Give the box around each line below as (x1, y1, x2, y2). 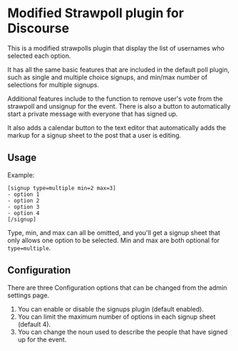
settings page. (7, 291, 50, 300)
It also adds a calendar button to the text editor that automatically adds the (7, 123, 227, 132)
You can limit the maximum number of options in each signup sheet (17, 312, 216, 321)
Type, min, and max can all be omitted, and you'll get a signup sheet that (7, 228, 221, 237)
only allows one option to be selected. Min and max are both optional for (7, 236, 220, 244)
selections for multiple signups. (7, 80, 100, 89)
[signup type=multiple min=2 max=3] (7, 184, 116, 192)
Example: (7, 170, 35, 179)
